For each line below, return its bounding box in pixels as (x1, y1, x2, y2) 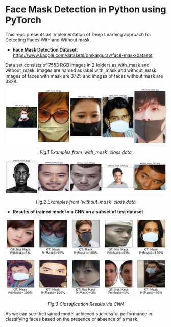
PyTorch (5, 14, 42, 26)
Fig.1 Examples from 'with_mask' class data (40, 149, 132, 155)
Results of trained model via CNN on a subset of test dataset (12, 208, 144, 215)
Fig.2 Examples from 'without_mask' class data (35, 198, 136, 205)
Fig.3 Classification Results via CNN (47, 301, 124, 307)
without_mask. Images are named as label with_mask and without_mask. (5, 67, 158, 73)
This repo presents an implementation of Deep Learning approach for (5, 31, 152, 37)
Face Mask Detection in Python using (5, 4, 166, 15)
